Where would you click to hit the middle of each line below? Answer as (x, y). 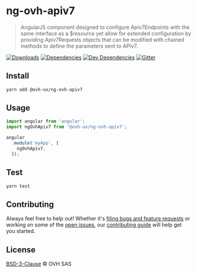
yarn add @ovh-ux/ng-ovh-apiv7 (44, 90)
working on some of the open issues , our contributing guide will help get (94, 225)
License (21, 250)
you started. (21, 231)
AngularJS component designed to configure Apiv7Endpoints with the (105, 27)
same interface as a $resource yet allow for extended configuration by (106, 33)
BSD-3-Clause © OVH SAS (39, 264)
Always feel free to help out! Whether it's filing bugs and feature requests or (98, 219)
